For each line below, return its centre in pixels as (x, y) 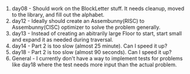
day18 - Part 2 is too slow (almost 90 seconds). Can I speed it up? (92, 52)
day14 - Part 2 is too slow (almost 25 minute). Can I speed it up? (89, 46)
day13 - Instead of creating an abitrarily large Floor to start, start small (96, 33)
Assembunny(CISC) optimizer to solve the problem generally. (86, 27)
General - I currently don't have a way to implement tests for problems (97, 58)
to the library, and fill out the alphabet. (58, 15)
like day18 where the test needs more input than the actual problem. (94, 65)
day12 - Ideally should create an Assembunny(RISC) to (78, 21)
